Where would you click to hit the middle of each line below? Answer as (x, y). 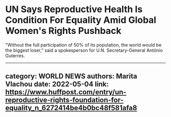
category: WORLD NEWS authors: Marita (71, 76)
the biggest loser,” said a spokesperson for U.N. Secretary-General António (84, 50)
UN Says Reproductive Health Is (74, 9)
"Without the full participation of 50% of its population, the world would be (83, 45)
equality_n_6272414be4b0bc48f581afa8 (71, 108)
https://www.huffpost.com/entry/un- (66, 92)
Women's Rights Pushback (63, 31)
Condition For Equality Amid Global (81, 20)
